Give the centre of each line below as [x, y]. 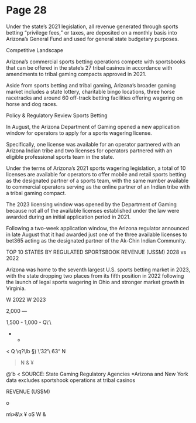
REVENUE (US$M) [28, 391]
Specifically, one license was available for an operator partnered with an [93, 144]
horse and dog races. [32, 104]
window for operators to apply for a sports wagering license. [79, 133]
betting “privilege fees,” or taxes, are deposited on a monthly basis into [92, 32]
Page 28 [26, 10]
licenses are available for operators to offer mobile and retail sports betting [96, 174]
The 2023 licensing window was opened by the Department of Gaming [92, 204]
